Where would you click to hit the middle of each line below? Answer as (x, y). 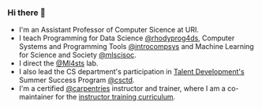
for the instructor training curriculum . (116, 97)
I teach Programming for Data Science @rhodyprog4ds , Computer (127, 38)
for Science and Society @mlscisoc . (78, 55)
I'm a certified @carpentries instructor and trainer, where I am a (122, 88)
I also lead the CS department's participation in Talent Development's (132, 72)
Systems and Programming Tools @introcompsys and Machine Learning (136, 47)
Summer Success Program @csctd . (77, 80)
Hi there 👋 (27, 13)
